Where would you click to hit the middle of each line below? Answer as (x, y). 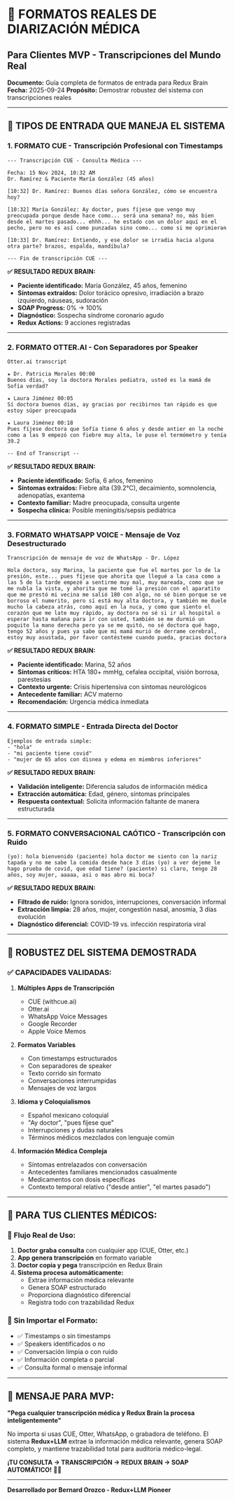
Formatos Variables (46, 1044)
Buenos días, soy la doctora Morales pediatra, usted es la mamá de (109, 380)
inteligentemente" (34, 1421)
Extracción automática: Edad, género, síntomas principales (104, 794)
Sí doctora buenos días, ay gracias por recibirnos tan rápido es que (112, 404)
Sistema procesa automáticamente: (70, 1273)
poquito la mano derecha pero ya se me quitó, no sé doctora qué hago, (114, 625)
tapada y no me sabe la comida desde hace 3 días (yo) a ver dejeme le (114, 862)
